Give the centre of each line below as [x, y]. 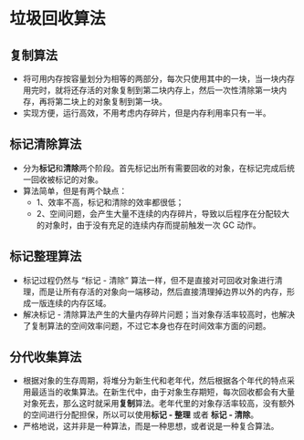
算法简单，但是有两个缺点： [75, 190]
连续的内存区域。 [79, 302]
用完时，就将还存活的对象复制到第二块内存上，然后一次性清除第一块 [151, 90]
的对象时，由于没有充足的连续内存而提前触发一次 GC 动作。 [149, 225]
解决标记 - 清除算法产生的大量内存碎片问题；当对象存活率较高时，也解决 [159, 314]
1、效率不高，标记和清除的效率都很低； [110, 202]
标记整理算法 [46, 256]
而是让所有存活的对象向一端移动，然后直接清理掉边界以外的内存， [163, 292]
